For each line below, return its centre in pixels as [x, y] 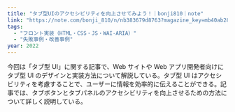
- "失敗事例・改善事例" [43, 40]
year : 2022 [23, 46]
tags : [15, 26]
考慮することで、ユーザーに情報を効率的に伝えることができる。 [129, 84]
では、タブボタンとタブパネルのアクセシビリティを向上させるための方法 [117, 93]
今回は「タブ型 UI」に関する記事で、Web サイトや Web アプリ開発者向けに [116, 66]
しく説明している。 [59, 101]
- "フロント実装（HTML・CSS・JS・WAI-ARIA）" [75, 33]
